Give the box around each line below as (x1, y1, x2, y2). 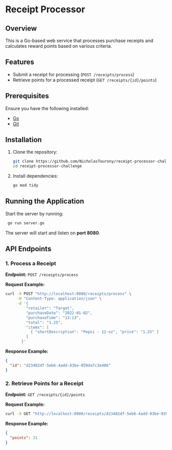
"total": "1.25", (26, 320, 63, 325)
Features (5, 58, 34, 67)
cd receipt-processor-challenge (12, 164, 82, 169)
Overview (5, 24, 37, 33)
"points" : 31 (10, 435, 38, 440)
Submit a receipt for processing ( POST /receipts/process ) (12, 71, 135, 77)
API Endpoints (5, 245, 52, 253)
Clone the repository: (12, 149, 58, 155)
